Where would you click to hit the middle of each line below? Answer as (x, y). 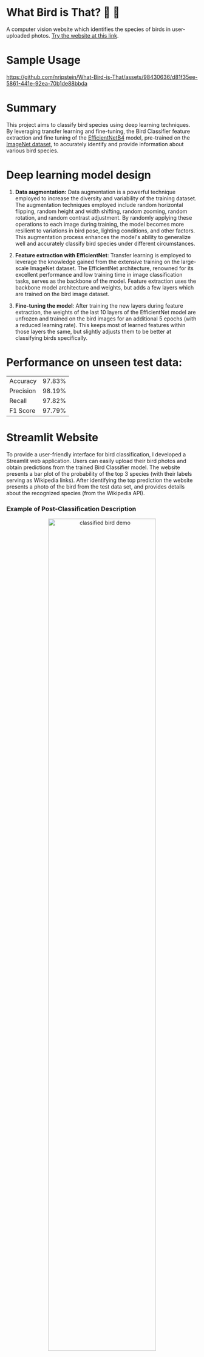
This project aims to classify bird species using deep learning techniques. (98, 124)
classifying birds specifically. (51, 338)
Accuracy (23, 381)
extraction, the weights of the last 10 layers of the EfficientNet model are (105, 312)
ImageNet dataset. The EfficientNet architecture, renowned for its (112, 268)
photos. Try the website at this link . (75, 35)
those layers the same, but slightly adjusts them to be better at (93, 331)
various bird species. (32, 151)
